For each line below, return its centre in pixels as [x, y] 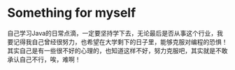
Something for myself [72, 13]
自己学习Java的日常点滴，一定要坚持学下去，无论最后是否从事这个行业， [112, 33]
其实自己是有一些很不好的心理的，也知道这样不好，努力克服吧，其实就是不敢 [117, 50]
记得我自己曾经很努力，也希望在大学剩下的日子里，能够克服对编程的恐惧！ [120, 42]
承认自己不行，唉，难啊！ [44, 59]
